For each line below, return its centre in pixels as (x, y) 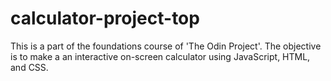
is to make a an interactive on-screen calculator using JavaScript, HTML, (160, 56)
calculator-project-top (105, 18)
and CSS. (29, 67)
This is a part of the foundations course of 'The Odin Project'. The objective (166, 46)
